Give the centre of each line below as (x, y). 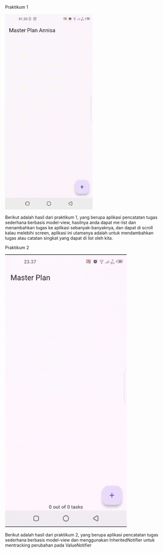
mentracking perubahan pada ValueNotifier (48, 545)
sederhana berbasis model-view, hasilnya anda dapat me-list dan (71, 222)
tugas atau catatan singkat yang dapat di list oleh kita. (59, 238)
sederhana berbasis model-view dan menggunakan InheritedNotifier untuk (80, 540)
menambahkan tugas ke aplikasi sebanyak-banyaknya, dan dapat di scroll (79, 228)
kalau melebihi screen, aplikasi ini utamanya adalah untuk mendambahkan (79, 233)
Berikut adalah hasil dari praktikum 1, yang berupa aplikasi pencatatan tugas (81, 217)
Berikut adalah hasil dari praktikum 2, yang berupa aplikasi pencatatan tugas (82, 535)
